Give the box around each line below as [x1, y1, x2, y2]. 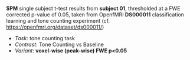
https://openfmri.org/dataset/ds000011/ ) [6, 23, 104, 30]
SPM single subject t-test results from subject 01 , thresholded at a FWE [6, 5, 181, 12]
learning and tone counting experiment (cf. [6, 17, 110, 24]
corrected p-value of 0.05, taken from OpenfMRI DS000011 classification [6, 11, 185, 18]
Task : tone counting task [14, 35, 75, 41]
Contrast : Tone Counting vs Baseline [14, 41, 104, 48]
